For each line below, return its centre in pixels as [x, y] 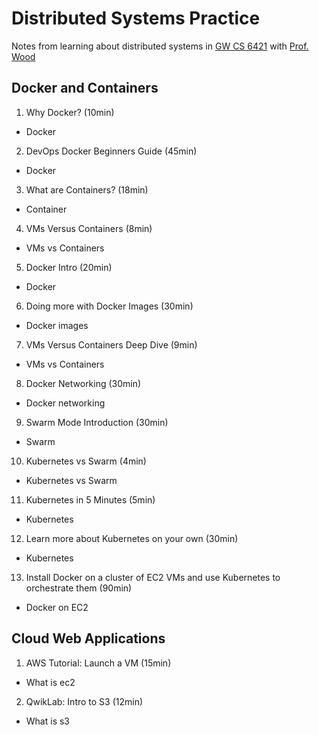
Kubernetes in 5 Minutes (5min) [90, 499]
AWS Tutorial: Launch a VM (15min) [98, 663]
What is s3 [48, 721]
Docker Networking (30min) [83, 383]
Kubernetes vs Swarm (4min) [86, 461]
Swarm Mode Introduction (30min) [97, 422]
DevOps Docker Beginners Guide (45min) [111, 151]
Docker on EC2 [57, 607]
